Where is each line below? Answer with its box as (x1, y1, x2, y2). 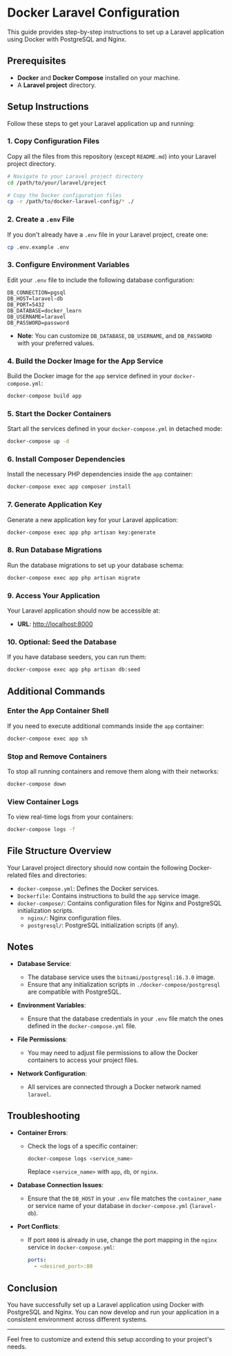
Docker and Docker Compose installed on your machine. (17, 73, 180, 82)
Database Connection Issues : (17, 1181, 104, 1189)
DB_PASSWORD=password (7, 319, 70, 326)
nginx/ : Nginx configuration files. (27, 913, 122, 922)
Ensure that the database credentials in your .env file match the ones (27, 1014, 224, 1023)
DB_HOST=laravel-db (7, 295, 64, 302)
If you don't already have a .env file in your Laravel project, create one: (7, 230, 209, 239)
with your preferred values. (17, 339, 95, 347)
